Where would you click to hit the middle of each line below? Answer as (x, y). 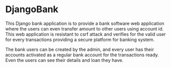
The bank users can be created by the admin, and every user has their (80, 49)
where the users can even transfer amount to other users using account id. (84, 28)
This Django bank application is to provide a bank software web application (85, 23)
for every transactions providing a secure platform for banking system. (80, 40)
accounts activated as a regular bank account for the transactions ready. (82, 55)
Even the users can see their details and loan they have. (64, 60)
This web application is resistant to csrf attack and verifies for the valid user (85, 34)
